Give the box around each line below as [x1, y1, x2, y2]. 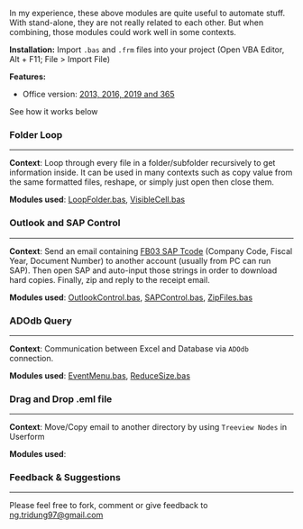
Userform [9, 432, 45, 442]
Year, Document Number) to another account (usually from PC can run [9, 255, 271, 266]
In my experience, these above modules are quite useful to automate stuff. [9, 8, 286, 18]
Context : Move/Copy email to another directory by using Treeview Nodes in [9, 422, 288, 433]
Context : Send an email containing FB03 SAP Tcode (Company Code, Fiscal [9, 245, 293, 256]
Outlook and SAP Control [9, 216, 121, 229]
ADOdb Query [9, 315, 72, 327]
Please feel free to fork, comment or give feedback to [9, 500, 208, 511]
